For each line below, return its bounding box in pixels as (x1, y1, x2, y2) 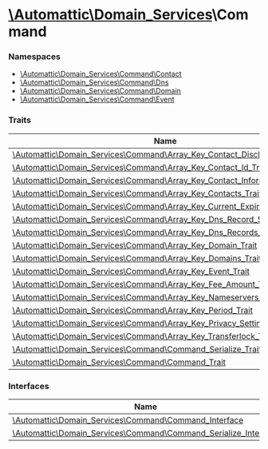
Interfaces (8, 380, 49, 391)
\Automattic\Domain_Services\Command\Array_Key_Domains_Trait (12, 252, 262, 264)
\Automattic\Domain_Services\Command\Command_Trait (12, 356, 226, 368)
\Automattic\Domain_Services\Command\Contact (19, 70, 182, 79)
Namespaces (8, 51, 61, 62)
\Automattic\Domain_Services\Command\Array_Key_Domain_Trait (12, 240, 258, 251)
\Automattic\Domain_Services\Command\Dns (19, 77, 169, 87)
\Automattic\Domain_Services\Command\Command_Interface (12, 415, 244, 426)
